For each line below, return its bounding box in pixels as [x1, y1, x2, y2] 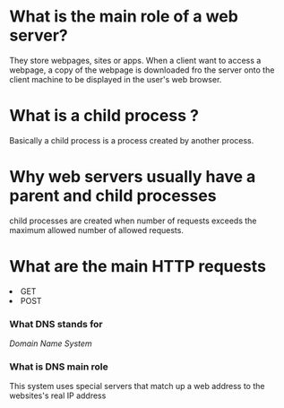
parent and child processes [9, 186, 217, 206]
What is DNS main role [9, 360, 109, 373]
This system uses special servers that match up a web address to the [9, 381, 265, 392]
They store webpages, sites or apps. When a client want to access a [9, 55, 262, 65]
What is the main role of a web [9, 6, 239, 27]
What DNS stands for [9, 317, 103, 330]
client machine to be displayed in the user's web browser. [9, 74, 222, 84]
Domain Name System [9, 338, 92, 349]
